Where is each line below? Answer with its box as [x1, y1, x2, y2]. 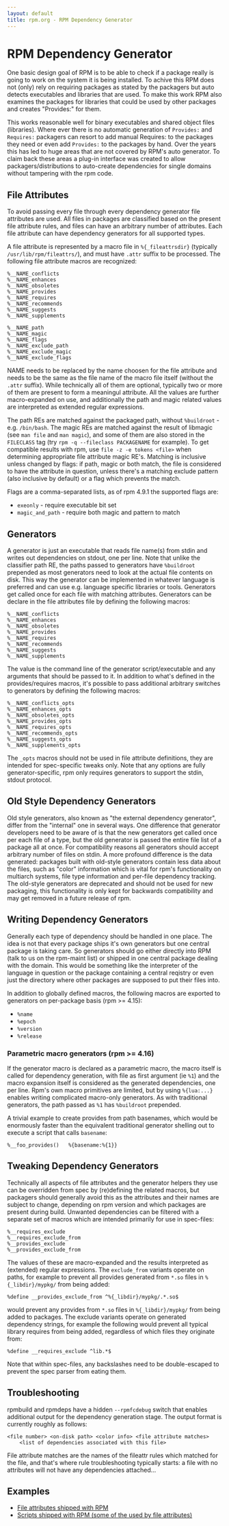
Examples [7, 1486, 50, 1497]
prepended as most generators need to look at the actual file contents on [7, 569, 213, 577]
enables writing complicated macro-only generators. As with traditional [7, 1093, 207, 1101]
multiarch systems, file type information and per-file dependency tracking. [7, 872, 217, 880]
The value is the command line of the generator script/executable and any [7, 665, 216, 673]
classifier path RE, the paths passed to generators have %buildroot [7, 561, 196, 569]
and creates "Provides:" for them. [7, 105, 101, 113]
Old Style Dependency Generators [7, 796, 156, 807]
